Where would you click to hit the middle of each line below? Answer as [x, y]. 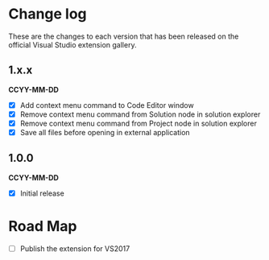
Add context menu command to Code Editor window [107, 105]
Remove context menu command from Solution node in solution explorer [140, 114]
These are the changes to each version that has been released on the [124, 36]
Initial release [42, 193]
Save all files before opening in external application [105, 132]
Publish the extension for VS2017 [75, 248]
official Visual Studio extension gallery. [72, 44]
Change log [48, 14]
